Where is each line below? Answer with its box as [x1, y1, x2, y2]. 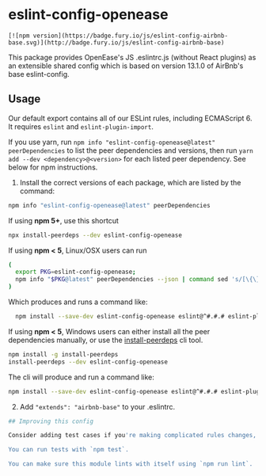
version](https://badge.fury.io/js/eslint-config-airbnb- [32, 32, 228, 40]
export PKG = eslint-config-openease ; [15, 268, 136, 276]
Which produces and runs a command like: [8, 297, 148, 307]
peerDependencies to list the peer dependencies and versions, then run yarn [8, 145, 253, 155]
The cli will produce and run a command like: [8, 372, 154, 382]
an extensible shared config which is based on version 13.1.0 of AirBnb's [8, 61, 244, 70]
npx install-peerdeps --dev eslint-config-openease [8, 231, 182, 239]
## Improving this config [8, 417, 93, 425]
